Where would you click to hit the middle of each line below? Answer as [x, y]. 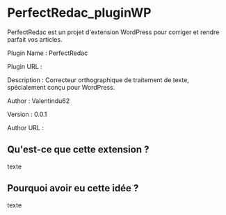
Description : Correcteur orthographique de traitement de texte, [98, 80]
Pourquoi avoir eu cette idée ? [73, 188]
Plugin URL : [25, 66]
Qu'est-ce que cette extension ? [78, 150]
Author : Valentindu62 [39, 101]
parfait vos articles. [35, 39]
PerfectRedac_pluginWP [79, 13]
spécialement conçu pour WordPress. [61, 87]
